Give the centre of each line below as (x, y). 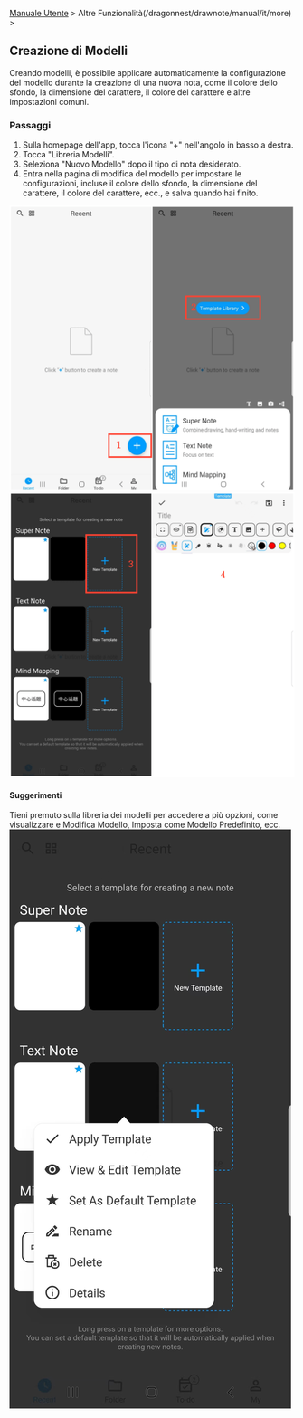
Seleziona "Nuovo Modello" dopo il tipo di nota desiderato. (132, 164)
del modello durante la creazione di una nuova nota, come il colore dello (144, 82)
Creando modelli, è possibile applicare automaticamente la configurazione (148, 72)
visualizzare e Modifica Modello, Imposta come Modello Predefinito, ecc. (145, 825)
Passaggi (30, 125)
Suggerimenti (36, 795)
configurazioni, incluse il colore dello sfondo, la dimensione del (140, 184)
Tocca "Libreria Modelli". (68, 155)
